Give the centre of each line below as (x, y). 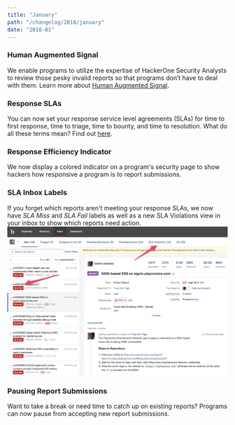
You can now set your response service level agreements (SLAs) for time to (116, 119)
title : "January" (33, 15)
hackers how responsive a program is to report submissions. (94, 175)
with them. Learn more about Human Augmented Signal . (88, 85)
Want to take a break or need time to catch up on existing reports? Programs (117, 406)
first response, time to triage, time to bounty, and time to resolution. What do (117, 126)
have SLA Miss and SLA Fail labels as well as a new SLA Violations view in (114, 215)
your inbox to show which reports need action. (74, 223)
